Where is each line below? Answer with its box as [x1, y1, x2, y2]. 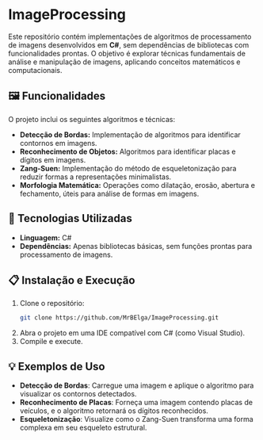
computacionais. [8, 65, 63, 75]
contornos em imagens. [19, 138, 97, 147]
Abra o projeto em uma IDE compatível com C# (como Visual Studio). [19, 328, 246, 338]
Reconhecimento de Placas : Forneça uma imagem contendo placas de [19, 398, 253, 407]
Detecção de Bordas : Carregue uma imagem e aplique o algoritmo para [19, 381, 254, 390]
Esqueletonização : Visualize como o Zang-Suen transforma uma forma [19, 415, 253, 424]
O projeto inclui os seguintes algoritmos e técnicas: [8, 114, 176, 124]
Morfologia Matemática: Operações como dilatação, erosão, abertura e [19, 180, 256, 189]
